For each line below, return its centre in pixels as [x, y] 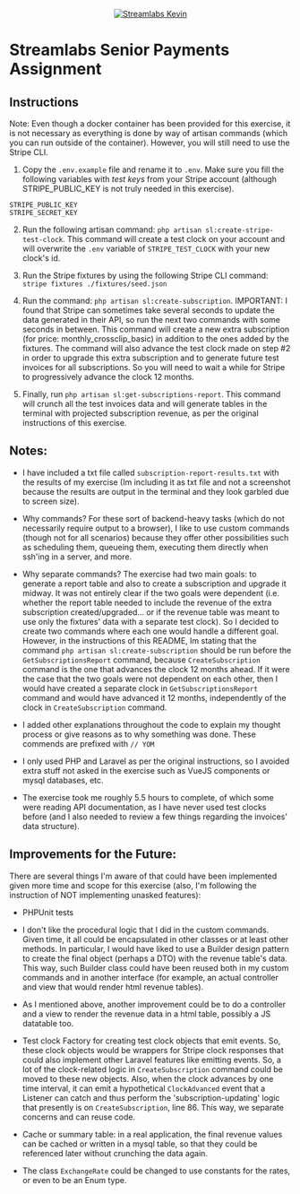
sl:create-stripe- [240, 230]
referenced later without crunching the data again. [115, 1153]
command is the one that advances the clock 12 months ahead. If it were [156, 669]
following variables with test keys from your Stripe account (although [150, 179]
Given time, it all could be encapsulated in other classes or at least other [155, 939]
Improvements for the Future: [93, 855]
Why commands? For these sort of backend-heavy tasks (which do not [153, 518]
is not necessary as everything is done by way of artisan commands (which [149, 133]
